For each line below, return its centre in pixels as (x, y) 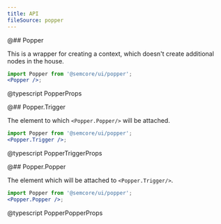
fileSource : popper (36, 20)
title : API (23, 14)
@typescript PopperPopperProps (55, 213)
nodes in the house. (36, 61)
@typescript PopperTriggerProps (55, 153)
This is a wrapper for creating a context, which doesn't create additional (111, 54)
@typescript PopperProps (45, 94)
